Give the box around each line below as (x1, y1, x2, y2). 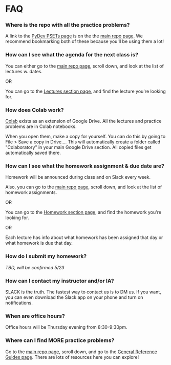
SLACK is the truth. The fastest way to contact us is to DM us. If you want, (5, 289, 161, 295)
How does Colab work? (5, 106, 64, 113)
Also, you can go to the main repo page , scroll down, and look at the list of (5, 184, 162, 190)
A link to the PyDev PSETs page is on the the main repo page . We (5, 33, 143, 39)
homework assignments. (5, 189, 57, 196)
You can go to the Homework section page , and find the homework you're (5, 209, 162, 216)
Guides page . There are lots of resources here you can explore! (5, 354, 139, 360)
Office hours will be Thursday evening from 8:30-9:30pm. (5, 324, 127, 330)
